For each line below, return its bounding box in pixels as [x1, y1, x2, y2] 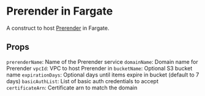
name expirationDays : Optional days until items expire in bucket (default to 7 [6, 71, 199, 78]
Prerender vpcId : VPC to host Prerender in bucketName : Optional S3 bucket [6, 64, 193, 72]
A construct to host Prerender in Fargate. [6, 24, 110, 32]
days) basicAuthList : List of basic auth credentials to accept [6, 77, 159, 84]
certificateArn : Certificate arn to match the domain [6, 84, 138, 91]
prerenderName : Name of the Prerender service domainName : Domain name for [6, 58, 198, 65]
